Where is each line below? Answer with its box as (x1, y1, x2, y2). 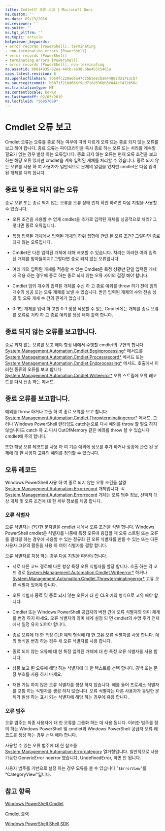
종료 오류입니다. (25, 222, 56, 228)
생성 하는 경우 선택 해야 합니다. (18, 732, 77, 738)
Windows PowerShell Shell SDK (5, 821, 69, 827)
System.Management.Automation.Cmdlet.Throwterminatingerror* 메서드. (5, 415, 152, 421)
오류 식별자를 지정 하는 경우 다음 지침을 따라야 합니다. (5, 553, 107, 559)
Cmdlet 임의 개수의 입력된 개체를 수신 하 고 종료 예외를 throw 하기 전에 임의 (12, 283, 158, 289)
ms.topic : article (5, 35, 43, 40)
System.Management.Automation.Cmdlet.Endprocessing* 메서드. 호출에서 (5, 360, 154, 366)
